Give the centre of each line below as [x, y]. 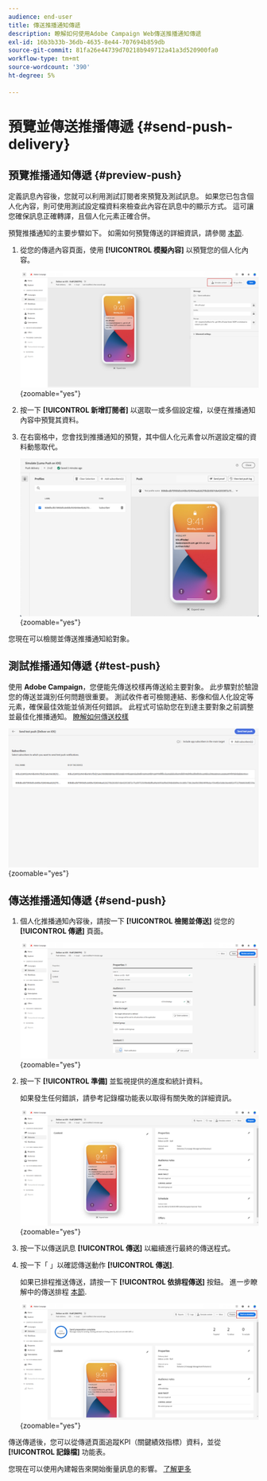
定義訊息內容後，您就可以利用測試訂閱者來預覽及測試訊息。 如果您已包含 [128, 196]
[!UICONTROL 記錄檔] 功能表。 [59, 1452]
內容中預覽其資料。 [51, 420]
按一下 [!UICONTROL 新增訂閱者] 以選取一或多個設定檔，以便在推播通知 [137, 410]
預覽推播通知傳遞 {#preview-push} [95, 175]
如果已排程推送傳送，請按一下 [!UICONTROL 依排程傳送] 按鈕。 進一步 [135, 1282]
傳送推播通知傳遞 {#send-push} [87, 900]
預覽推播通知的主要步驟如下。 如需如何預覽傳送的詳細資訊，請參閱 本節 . [126, 233]
